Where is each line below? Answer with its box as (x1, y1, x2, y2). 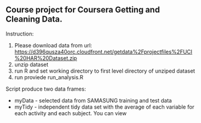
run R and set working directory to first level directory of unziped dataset (14, 67, 196, 74)
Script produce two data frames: (5, 85, 87, 92)
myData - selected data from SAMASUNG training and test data (14, 97, 172, 104)
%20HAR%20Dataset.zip (14, 54, 78, 62)
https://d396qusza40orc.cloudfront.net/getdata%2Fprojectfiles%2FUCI (14, 48, 193, 55)
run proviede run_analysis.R (14, 73, 84, 80)
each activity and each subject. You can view (14, 109, 127, 116)
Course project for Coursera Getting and (5, 5, 160, 15)
